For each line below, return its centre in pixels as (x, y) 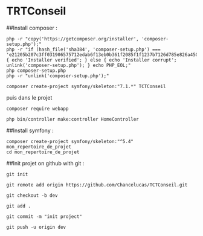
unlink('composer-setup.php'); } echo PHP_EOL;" (69, 65)
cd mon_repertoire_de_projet (43, 152)
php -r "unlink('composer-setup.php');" (58, 76)
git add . (19, 206)
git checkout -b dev (32, 195)
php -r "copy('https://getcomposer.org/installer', (72, 39)
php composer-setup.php (36, 71)
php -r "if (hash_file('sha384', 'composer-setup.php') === (84, 49)
